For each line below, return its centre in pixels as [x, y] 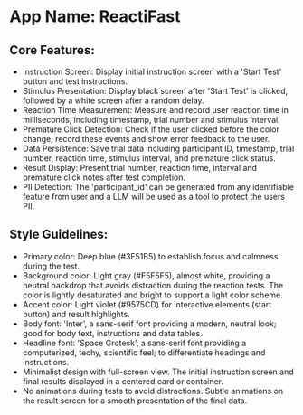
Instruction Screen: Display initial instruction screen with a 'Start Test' [152, 71]
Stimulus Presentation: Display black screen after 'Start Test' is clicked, [155, 91]
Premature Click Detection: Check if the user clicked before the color [151, 129]
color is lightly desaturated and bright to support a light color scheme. [152, 295]
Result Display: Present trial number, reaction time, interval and [140, 168]
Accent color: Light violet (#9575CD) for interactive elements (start [147, 304]
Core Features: [52, 50]
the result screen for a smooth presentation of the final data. [135, 401]
